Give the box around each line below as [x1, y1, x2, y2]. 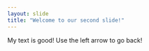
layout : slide [7, 10, 49, 17]
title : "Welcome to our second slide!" [7, 17, 125, 24]
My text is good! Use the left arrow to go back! [7, 36, 143, 44]
